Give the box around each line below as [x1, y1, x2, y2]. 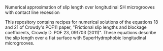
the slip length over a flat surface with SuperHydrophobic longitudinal [5, 35, 146, 41]
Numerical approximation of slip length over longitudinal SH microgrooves [5, 4, 155, 10]
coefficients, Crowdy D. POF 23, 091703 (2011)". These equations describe [5, 30, 157, 35]
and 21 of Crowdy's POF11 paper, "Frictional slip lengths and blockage [5, 24, 147, 30]
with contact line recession [5, 9, 60, 15]
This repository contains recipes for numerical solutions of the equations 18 [5, 19, 159, 25]
